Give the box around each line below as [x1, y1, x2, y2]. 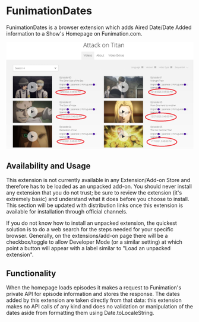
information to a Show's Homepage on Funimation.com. [6, 30, 143, 37]
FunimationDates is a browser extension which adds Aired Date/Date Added [6, 24, 192, 31]
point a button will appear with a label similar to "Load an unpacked [6, 245, 171, 252]
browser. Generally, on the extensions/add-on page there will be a [6, 232, 168, 240]
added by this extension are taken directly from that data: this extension [6, 297, 182, 304]
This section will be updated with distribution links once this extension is [6, 202, 183, 209]
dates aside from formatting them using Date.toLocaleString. [6, 309, 154, 316]
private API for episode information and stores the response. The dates [6, 290, 180, 297]
